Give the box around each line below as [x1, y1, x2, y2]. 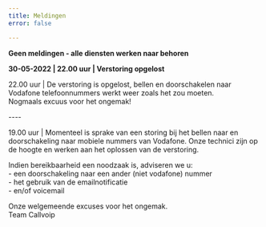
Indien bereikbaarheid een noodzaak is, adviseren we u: [8, 160, 193, 169]
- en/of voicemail [8, 185, 65, 195]
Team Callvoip [8, 209, 56, 219]
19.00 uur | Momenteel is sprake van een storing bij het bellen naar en [8, 128, 239, 137]
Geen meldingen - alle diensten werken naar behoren [8, 48, 189, 58]
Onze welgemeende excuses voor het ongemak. [8, 201, 168, 211]
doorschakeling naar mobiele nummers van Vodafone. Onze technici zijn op [8, 136, 258, 145]
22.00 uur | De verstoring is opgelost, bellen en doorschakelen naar [8, 79, 232, 89]
